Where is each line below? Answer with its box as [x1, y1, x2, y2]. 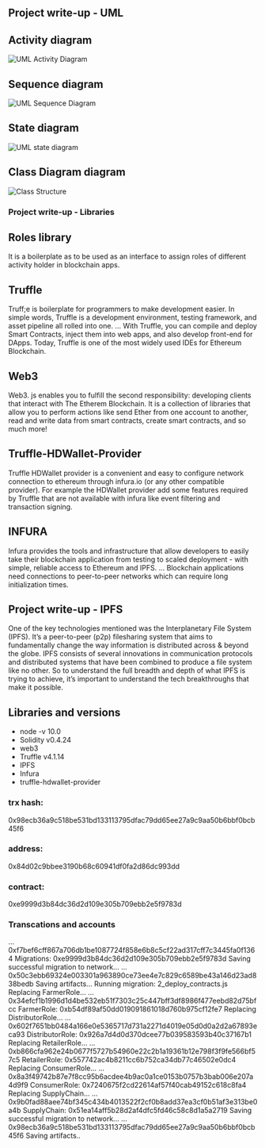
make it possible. [8, 682, 63, 693]
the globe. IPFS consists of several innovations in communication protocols [8, 649, 253, 658]
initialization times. [8, 579, 69, 589]
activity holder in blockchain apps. [8, 260, 120, 270]
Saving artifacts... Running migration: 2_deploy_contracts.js [35, 979, 228, 989]
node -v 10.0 [19, 727, 62, 736]
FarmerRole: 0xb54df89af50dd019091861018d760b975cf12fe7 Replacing [17, 1004, 257, 1014]
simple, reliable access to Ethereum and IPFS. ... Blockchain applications [8, 562, 244, 572]
